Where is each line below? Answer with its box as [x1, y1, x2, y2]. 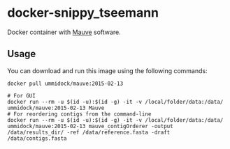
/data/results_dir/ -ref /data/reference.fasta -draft [7, 129, 171, 136]
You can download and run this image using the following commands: [7, 66, 208, 74]
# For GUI [7, 92, 36, 99]
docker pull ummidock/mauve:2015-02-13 [7, 80, 124, 87]
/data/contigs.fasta [7, 134, 68, 142]
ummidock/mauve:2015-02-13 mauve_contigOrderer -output [7, 123, 173, 130]
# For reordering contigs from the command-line [7, 110, 152, 118]
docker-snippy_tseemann [7, 5, 159, 21]
